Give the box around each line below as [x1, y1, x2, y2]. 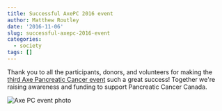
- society [13, 42, 42, 49]
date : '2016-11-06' [7, 23, 64, 30]
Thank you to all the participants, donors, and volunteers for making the [7, 67, 213, 76]
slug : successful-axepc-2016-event [7, 29, 111, 37]
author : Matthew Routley [7, 17, 79, 24]
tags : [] [7, 49, 33, 56]
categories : [7, 36, 42, 43]
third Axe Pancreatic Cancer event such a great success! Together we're [7, 75, 216, 83]
